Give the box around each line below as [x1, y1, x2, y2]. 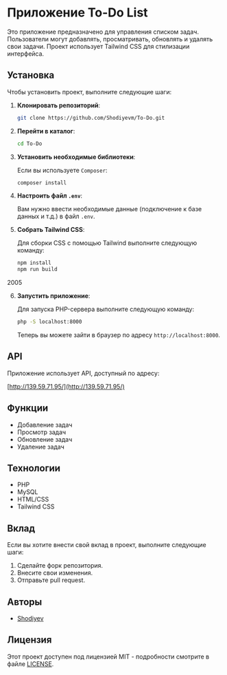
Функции [7, 403, 49, 414]
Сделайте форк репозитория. [16, 561, 104, 570]
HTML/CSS [16, 495, 49, 504]
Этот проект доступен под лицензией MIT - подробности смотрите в [7, 652, 210, 661]
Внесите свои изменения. [16, 569, 93, 577]
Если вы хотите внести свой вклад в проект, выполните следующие [7, 541, 207, 549]
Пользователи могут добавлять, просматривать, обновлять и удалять [7, 34, 213, 43]
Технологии [7, 462, 60, 474]
